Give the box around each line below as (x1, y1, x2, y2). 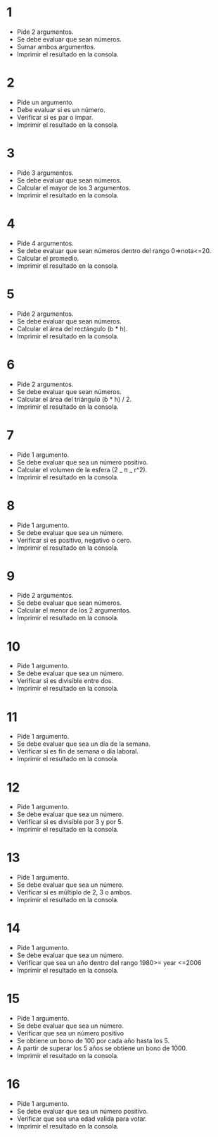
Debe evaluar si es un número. (16, 105, 106, 113)
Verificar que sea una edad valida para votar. (16, 1114, 147, 1123)
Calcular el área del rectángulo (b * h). (16, 324, 128, 333)
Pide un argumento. (16, 98, 75, 106)
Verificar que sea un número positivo (16, 1029, 124, 1038)
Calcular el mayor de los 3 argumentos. (16, 183, 131, 192)
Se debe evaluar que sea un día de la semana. (16, 739, 150, 748)
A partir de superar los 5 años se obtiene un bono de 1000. (16, 1044, 188, 1052)
